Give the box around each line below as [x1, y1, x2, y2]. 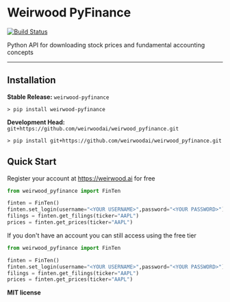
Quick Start [7, 156, 57, 167]
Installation [7, 74, 56, 86]
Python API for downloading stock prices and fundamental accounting [7, 40, 205, 49]
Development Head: [7, 118, 65, 126]
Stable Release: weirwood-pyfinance [7, 93, 110, 101]
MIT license [7, 288, 41, 297]
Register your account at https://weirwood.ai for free [7, 174, 155, 183]
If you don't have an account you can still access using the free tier [7, 231, 196, 240]
